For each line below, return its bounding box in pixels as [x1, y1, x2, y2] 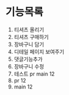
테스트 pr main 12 [13, 70, 55, 77]
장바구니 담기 [13, 41, 44, 48]
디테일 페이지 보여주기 [13, 48, 65, 55]
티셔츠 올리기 [13, 26, 44, 33]
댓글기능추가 [13, 55, 43, 63]
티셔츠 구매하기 [13, 33, 49, 40]
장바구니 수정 [13, 63, 44, 70]
